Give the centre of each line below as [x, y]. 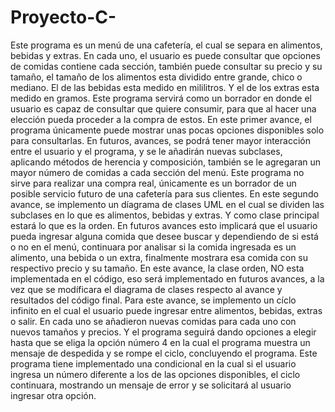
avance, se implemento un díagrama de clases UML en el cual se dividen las [167, 204]
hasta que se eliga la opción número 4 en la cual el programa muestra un [160, 342]
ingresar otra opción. [53, 395]
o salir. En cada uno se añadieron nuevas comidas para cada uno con [153, 321]
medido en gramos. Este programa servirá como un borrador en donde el [161, 98]
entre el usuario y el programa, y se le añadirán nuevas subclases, [146, 151]
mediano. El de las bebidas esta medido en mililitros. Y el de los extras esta [165, 87]
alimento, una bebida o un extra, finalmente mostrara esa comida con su [159, 257]
